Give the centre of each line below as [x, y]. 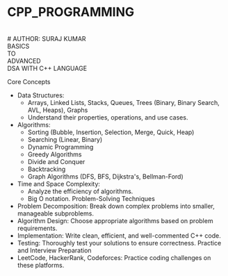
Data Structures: [41, 95]
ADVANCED [24, 60]
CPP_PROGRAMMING [71, 12]
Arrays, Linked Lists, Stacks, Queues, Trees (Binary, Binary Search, [124, 102]
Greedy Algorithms [55, 154]
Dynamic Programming [60, 147]
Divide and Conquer [56, 161]
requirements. [37, 228]
